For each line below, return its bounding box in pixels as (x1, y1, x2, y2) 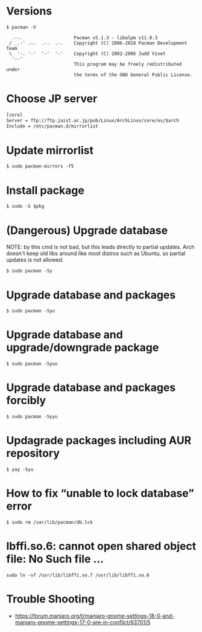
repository (6, 447, 60, 460)
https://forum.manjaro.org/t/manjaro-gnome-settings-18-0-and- (14, 612, 175, 619)
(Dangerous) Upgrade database (6, 224, 168, 237)
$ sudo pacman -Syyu (6, 414, 58, 420)
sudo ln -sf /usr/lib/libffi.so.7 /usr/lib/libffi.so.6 (6, 572, 150, 578)
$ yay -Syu (6, 466, 34, 472)
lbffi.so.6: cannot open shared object (6, 540, 197, 553)
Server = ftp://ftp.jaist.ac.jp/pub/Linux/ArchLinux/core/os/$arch (6, 117, 180, 123)
